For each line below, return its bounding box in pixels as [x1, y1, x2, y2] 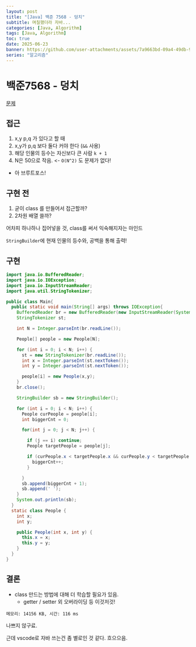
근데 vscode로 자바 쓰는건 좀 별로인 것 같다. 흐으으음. [6, 634, 128, 641]
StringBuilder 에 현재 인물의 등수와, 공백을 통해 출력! [6, 237, 127, 244]
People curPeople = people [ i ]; [21, 411, 98, 417]
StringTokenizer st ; [16, 315, 66, 321]
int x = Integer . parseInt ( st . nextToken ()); [21, 358, 129, 364]
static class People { [11, 508, 66, 514]
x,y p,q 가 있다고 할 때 [14, 135, 65, 142]
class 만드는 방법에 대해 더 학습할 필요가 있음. [14, 591, 119, 598]
